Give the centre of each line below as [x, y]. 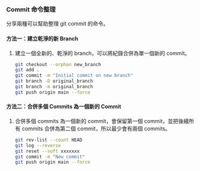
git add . [27, 70]
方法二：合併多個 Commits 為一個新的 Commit [64, 107]
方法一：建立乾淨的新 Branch [42, 38]
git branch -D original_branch [54, 81]
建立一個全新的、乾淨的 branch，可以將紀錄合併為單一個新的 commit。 [102, 53]
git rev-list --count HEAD [49, 140]
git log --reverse [38, 145]
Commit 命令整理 [31, 9]
